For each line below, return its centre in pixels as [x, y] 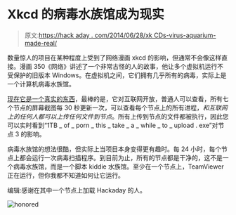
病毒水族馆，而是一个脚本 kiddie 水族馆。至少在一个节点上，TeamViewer [118, 167]
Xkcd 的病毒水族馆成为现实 [86, 14]
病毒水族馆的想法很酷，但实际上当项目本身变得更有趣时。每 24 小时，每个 [114, 149]
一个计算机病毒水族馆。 [41, 84]
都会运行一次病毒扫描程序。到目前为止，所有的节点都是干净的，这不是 [121, 157]
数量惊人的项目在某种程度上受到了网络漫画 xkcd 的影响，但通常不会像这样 [114, 58]
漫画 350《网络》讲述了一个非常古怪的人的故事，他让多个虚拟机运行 [118, 66]
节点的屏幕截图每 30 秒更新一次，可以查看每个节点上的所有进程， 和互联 [117, 107]
